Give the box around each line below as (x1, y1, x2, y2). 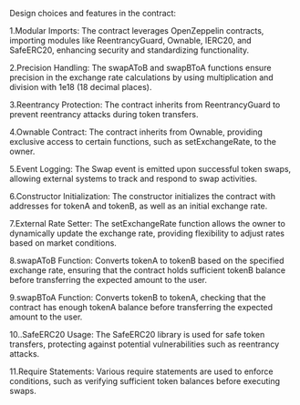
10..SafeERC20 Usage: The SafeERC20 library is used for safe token (9, 329, 265, 339)
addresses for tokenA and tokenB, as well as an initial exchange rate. (9, 200, 268, 211)
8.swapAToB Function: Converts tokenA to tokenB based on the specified (9, 255, 284, 266)
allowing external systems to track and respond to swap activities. (9, 173, 258, 184)
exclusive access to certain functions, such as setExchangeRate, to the (9, 137, 276, 147)
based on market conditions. (9, 238, 117, 248)
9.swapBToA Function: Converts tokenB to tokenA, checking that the (9, 292, 266, 303)
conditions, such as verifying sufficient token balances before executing (9, 376, 281, 386)
